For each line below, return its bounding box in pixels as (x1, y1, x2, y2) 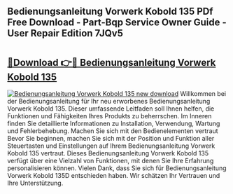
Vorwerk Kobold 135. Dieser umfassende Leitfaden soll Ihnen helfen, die (7, 104, 215, 113)
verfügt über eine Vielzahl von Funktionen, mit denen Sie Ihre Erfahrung (7, 157, 214, 165)
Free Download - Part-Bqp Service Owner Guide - (7, 17, 227, 29)
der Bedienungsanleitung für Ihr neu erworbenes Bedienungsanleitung (7, 97, 211, 105)
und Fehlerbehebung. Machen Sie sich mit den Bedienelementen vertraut (7, 127, 218, 135)
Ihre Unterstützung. (7, 179, 64, 187)
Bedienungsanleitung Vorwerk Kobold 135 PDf (7, 6, 213, 18)
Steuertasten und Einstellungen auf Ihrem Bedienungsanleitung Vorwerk (7, 141, 216, 150)
